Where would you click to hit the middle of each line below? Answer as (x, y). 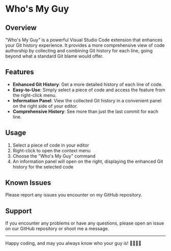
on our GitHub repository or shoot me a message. (57, 229)
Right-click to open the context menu (51, 150)
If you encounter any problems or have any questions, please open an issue (85, 223)
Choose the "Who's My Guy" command (54, 156)
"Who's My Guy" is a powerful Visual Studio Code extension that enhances (84, 40)
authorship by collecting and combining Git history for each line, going (79, 51)
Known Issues (28, 183)
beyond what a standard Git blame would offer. (54, 56)
